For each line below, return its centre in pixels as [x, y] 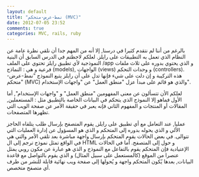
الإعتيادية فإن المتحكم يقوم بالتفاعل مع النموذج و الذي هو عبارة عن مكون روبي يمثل [98, 149]
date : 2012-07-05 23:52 [36, 22]
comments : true [25, 28]
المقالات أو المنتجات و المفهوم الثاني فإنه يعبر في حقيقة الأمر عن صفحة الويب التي [97, 106]
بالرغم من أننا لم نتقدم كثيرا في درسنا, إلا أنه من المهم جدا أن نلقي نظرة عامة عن [96, 50]
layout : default [27, 12]
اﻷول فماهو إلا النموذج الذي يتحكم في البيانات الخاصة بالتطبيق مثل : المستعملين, [94, 100]
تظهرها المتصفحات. [28, 112]
